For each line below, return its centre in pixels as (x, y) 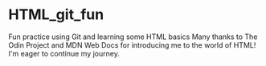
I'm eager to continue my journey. (64, 53)
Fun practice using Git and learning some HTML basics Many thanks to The (133, 37)
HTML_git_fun (56, 15)
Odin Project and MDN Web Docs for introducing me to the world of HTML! (132, 45)
